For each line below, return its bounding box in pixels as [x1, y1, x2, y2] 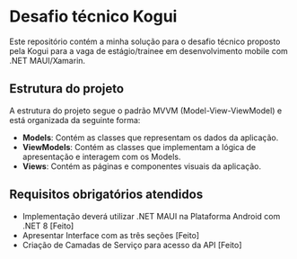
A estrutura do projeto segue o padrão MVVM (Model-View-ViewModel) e [9, 105, 283, 116]
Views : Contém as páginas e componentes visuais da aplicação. [22, 160, 262, 172]
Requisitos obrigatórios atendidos [9, 187, 204, 202]
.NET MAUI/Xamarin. [9, 55, 86, 66]
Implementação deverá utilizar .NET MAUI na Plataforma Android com [22, 210, 281, 221]
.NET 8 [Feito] [22, 220, 74, 231]
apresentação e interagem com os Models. [22, 151, 181, 162]
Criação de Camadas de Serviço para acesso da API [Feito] [22, 239, 242, 250]
